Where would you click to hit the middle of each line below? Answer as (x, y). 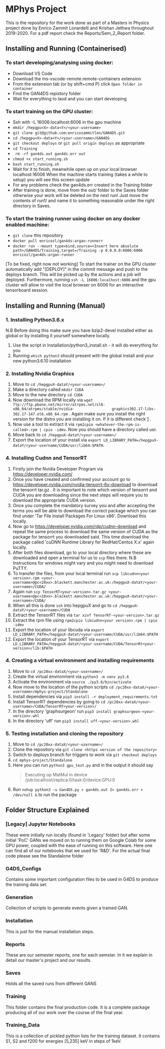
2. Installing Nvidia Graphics (40, 374)
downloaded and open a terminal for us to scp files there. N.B (74, 558)
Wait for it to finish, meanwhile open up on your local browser (75, 169)
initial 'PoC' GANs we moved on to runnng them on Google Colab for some (81, 840)
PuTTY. (20, 568)
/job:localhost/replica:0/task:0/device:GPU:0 (70, 780)
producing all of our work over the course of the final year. (65, 1012)
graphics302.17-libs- (134, 409)
